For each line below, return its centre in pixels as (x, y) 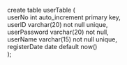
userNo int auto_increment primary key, (64, 17)
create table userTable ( (41, 10)
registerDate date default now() (52, 47)
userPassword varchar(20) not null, (58, 32)
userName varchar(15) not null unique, (62, 39)
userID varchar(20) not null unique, (58, 25)
